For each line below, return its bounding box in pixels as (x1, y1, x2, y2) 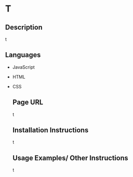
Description (5, 23, 42, 32)
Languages (5, 51, 41, 59)
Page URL (12, 98, 43, 107)
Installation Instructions (12, 126, 88, 134)
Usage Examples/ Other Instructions (12, 153, 128, 162)
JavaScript (12, 64, 35, 70)
